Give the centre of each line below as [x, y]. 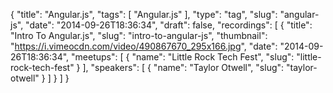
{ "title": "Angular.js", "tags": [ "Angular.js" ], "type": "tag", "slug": [144, 14]
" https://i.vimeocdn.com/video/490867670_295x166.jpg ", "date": [144, 46]
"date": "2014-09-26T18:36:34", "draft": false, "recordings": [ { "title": [169, 25]
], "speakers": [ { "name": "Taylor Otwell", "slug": [183, 67]
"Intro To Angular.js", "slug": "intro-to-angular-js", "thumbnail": [139, 35]
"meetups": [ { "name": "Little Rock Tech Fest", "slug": [183, 57]
